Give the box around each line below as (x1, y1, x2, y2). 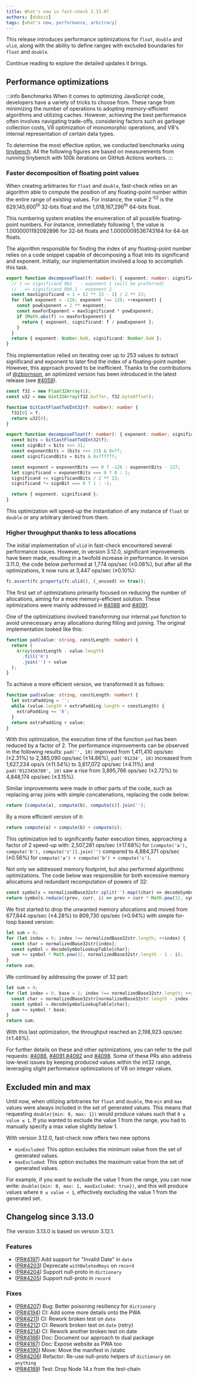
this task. (6, 263, 28, 271)
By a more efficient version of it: (6, 813, 84, 820)
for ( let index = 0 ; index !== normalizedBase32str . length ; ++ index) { (6, 935, 186, 941)
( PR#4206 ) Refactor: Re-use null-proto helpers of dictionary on (14, 1353, 171, 1360)
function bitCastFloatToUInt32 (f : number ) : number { (6, 404, 138, 411)
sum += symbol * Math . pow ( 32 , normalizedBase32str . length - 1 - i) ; (11, 952, 183, 957)
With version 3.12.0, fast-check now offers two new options (6, 1135, 150, 1142)
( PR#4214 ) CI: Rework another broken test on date (14, 1328, 137, 1335)
